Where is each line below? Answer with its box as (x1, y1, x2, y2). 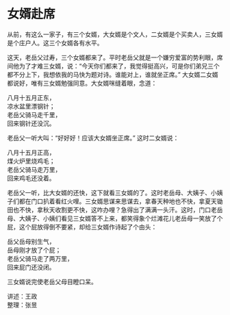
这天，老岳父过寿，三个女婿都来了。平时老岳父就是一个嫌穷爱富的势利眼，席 (7, 53, 223, 62)
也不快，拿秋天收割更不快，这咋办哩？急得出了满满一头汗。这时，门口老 (12, 205, 217, 214)
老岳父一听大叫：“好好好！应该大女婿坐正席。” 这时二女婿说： (7, 134, 179, 142)
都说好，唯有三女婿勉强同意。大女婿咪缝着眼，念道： (7, 79, 157, 87)
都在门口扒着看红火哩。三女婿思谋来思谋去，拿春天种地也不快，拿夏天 (18, 197, 217, 205)
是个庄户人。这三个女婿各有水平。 (7, 38, 103, 47)
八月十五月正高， (7, 148, 55, 156)
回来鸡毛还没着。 (7, 174, 55, 182)
